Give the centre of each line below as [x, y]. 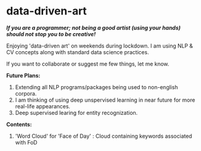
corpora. [26, 93]
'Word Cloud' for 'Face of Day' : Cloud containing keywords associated [104, 136]
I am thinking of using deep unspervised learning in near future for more [105, 100]
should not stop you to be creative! [51, 34]
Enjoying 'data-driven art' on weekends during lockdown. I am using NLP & [100, 46]
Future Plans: [23, 75]
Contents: [19, 124]
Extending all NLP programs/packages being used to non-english [97, 87]
